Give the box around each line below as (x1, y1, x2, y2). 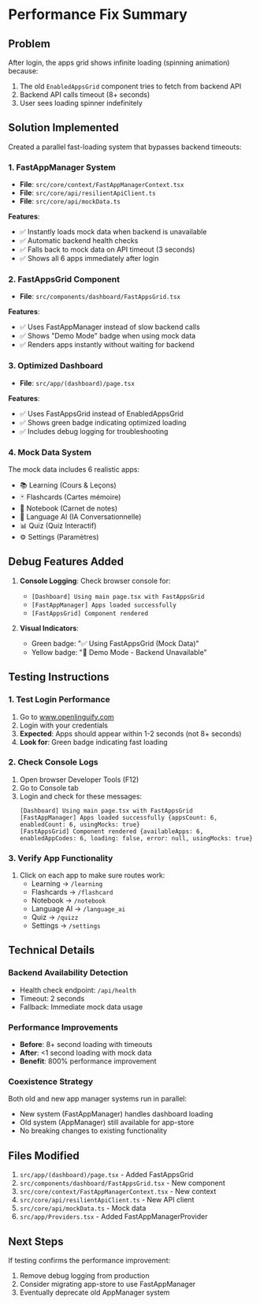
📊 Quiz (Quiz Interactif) (19, 521, 97, 530)
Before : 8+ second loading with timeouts (19, 1040, 153, 1049)
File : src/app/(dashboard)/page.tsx (19, 378, 136, 387)
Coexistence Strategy (8, 1076, 94, 1086)
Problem (8, 37, 51, 50)
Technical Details (8, 944, 95, 957)
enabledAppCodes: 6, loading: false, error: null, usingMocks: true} (19, 834, 254, 842)
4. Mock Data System (8, 447, 92, 458)
